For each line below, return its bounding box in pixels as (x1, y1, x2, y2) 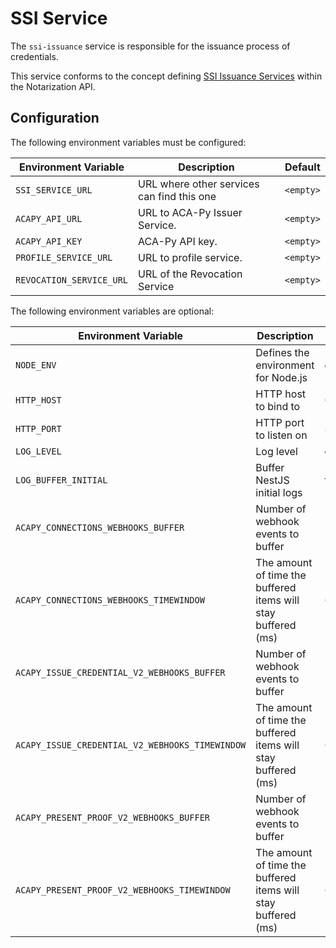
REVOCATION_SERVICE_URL (15, 274, 129, 286)
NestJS (255, 473, 290, 487)
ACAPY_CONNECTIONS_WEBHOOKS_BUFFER (15, 522, 185, 533)
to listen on (255, 428, 308, 442)
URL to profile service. (138, 250, 243, 264)
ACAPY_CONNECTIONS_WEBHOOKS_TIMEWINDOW (15, 594, 205, 606)
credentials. (10, 50, 59, 62)
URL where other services (138, 177, 260, 191)
